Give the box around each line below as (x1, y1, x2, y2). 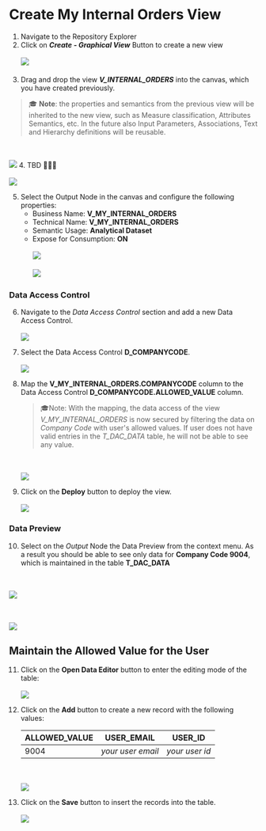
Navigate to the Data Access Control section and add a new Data (20, 307, 233, 317)
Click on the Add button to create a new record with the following (20, 705, 234, 715)
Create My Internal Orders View (9, 6, 222, 24)
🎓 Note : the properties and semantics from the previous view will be (28, 99, 255, 108)
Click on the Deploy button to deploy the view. (20, 487, 173, 496)
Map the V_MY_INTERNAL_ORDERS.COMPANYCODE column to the (20, 379, 244, 389)
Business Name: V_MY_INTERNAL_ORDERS (32, 208, 177, 218)
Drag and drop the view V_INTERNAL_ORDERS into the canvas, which (20, 74, 249, 84)
